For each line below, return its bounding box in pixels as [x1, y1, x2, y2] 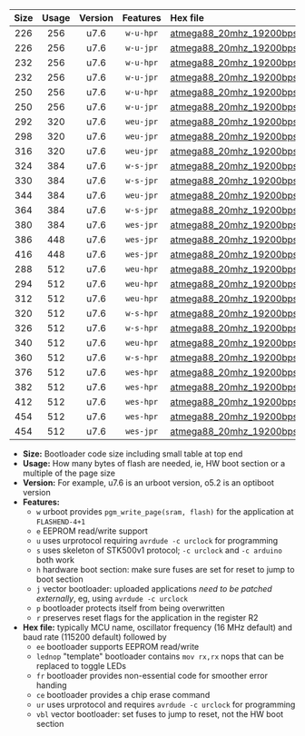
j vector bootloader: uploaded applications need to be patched [35, 584, 272, 594]
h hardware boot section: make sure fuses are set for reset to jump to [35, 564, 295, 574]
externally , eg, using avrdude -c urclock [35, 594, 189, 604]
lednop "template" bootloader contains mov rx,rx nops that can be [35, 651, 284, 662]
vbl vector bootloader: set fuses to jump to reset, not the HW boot [35, 709, 284, 720]
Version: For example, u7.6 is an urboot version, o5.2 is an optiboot [22, 477, 275, 488]
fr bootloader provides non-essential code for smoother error [35, 671, 268, 681]
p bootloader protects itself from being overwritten [35, 603, 225, 613]
